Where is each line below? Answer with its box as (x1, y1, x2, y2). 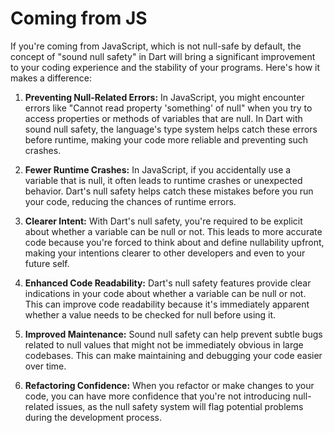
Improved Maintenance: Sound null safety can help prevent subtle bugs (24, 328, 323, 340)
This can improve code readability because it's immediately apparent (24, 298, 310, 310)
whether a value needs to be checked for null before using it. (24, 308, 277, 321)
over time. (24, 360, 67, 372)
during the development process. (24, 411, 162, 423)
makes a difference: (10, 72, 92, 84)
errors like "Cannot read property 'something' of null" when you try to (24, 102, 313, 114)
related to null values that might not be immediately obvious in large (24, 338, 304, 351)
